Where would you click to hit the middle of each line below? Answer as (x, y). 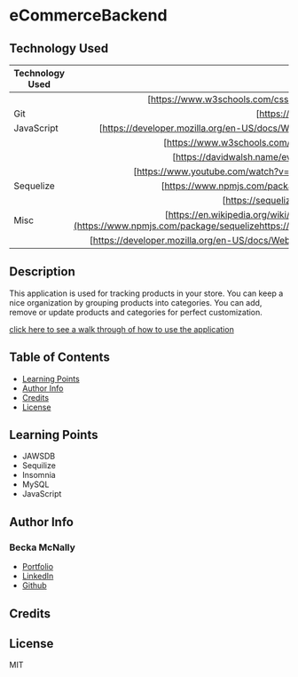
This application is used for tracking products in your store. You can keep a (146, 293)
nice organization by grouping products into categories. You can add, (136, 302)
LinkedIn (38, 576)
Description (42, 272)
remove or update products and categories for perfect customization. (136, 312)
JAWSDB (39, 456)
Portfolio (38, 567)
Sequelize (34, 186)
